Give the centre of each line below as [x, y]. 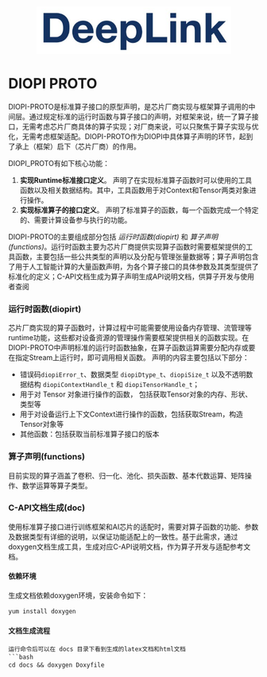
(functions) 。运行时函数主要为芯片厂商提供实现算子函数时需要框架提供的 [127, 246]
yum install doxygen [43, 612]
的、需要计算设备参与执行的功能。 [75, 219]
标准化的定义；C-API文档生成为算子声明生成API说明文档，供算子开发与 [124, 277]
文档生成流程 [29, 630]
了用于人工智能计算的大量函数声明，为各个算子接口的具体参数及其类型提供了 [133, 266]
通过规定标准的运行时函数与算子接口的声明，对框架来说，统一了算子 [140, 116]
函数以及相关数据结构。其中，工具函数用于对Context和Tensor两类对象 [134, 190]
